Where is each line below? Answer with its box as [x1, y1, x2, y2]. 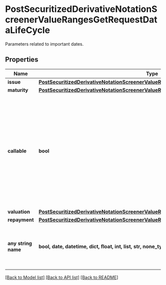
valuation [7, 208, 31, 215]
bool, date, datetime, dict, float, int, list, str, [39, 243, 142, 250]
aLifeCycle [5, 25, 50, 36]
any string [7, 240, 32, 247]
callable [7, 147, 27, 154]
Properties [5, 56, 39, 64]
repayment [7, 216, 34, 223]
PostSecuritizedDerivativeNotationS [5, 3, 158, 15]
